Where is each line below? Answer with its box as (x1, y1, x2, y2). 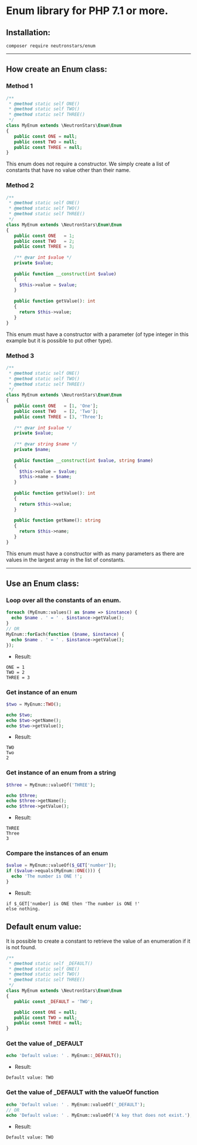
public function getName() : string (13, 517, 101, 523)
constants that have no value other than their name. (6, 167, 131, 174)
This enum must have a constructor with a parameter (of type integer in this (6, 330, 189, 338)
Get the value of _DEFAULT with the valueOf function (6, 1088, 159, 1096)
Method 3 (6, 351, 34, 360)
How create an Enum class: (6, 65, 107, 74)
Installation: (6, 28, 51, 38)
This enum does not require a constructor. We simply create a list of (6, 160, 170, 168)
